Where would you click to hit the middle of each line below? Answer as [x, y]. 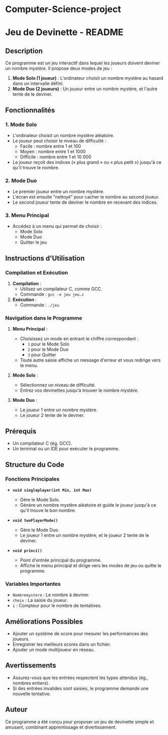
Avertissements [31, 666]
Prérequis [21, 431]
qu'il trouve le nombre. [36, 167]
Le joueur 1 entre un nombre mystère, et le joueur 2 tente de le [85, 535]
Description [24, 51]
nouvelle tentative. [32, 694]
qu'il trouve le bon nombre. [48, 510]
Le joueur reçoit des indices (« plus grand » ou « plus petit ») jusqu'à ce [87, 162]
